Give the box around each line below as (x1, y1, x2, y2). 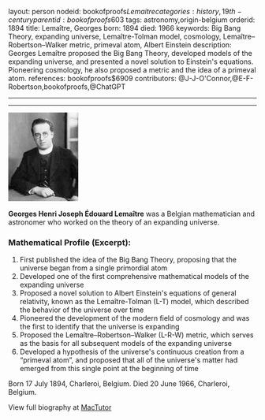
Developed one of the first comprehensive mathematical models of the (19, 272, 250, 281)
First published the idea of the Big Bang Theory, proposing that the (19, 255, 237, 265)
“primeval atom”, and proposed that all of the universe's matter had (19, 355, 238, 365)
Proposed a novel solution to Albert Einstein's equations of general (19, 288, 237, 298)
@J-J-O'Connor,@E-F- (178, 74, 254, 83)
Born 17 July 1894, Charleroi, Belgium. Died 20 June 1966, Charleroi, (8, 379, 230, 388)
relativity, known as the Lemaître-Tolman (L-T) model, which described (19, 297, 249, 307)
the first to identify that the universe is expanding (19, 322, 180, 332)
